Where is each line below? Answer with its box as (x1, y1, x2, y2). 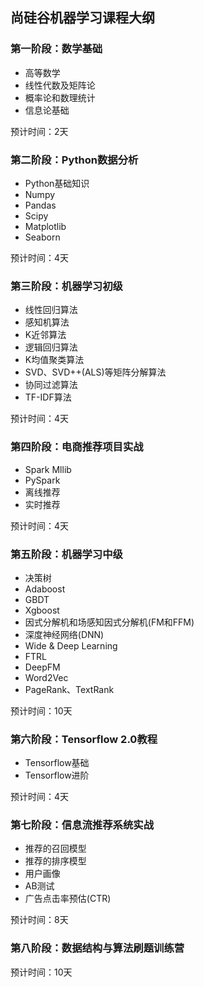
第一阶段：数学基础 (10, 42, 103, 56)
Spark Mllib (24, 463, 72, 475)
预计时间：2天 (10, 125, 69, 137)
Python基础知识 (24, 177, 90, 189)
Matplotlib (24, 220, 67, 232)
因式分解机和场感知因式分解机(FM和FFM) (24, 616, 195, 628)
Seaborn (24, 231, 61, 243)
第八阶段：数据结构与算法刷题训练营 (10, 941, 185, 955)
